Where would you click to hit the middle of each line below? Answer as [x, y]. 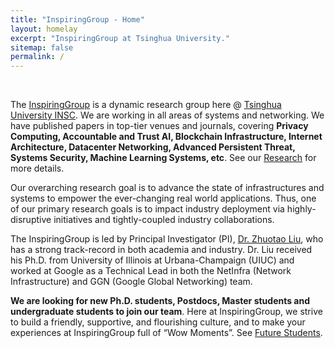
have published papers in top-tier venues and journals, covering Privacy [159, 126]
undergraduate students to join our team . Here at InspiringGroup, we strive [166, 312]
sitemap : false [42, 47]
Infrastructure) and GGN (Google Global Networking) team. [131, 282]
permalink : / [37, 57]
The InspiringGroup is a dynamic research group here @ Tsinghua [146, 105]
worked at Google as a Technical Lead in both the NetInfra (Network [151, 271]
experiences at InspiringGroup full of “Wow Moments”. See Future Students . [166, 333]
